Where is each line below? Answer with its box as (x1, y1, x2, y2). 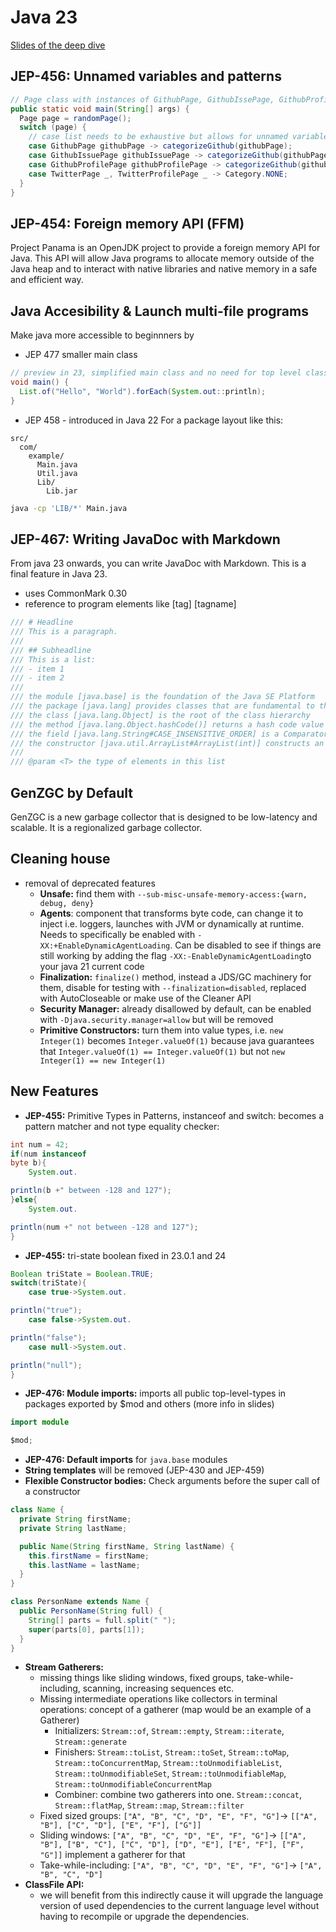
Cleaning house (10, 851, 111, 868)
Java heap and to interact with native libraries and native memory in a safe (10, 263, 318, 275)
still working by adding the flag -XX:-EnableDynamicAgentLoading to (39, 949, 312, 961)
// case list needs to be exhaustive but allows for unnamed (28, 132, 288, 142)
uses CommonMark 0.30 (24, 587, 127, 600)
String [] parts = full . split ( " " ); (28, 1615, 177, 1625)
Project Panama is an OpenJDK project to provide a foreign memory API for (10, 242, 321, 254)
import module (10, 1417, 70, 1428)
